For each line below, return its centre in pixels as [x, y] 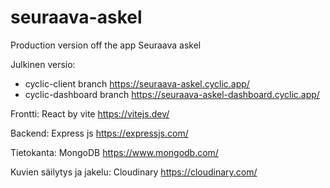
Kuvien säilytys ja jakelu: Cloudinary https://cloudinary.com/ [134, 172]
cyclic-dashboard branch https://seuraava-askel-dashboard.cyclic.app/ [172, 94]
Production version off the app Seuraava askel [106, 45]
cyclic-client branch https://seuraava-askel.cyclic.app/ [137, 83]
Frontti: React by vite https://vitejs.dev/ [90, 113]
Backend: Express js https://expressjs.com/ [99, 133]
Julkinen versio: [43, 64]
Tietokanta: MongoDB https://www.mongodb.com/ [114, 152]
